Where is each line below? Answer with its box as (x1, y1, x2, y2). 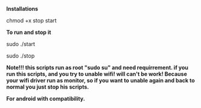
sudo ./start (6, 41, 35, 47)
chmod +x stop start (6, 17, 57, 24)
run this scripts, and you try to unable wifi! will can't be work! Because (6, 70, 188, 78)
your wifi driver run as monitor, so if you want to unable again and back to (6, 77, 195, 84)
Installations (6, 5, 38, 12)
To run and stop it (6, 29, 51, 36)
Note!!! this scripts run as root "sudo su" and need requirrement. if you (6, 64, 189, 71)
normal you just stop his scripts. (6, 83, 89, 90)
